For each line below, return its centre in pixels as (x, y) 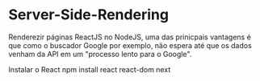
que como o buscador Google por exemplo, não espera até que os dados (130, 45)
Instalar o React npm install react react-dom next (90, 69)
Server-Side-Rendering (89, 15)
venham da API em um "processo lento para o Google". (100, 54)
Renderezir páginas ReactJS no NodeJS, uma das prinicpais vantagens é (130, 37)
